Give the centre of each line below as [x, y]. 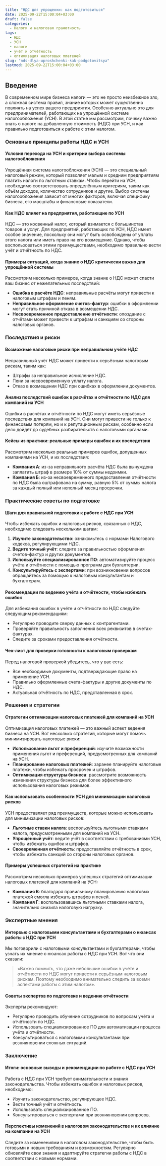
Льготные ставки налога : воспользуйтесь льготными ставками [80, 828]
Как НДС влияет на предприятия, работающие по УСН [65, 213]
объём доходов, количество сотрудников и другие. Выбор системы [77, 191]
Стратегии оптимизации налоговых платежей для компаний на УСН [80, 717]
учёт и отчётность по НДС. [34, 250]
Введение [21, 85]
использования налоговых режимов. [51, 785]
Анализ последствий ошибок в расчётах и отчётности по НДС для [78, 397]
